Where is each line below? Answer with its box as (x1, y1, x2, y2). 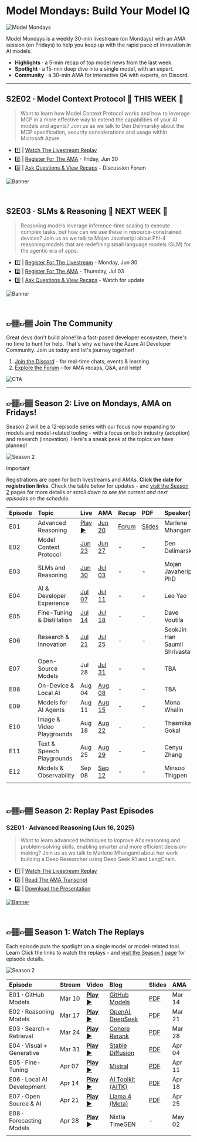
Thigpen (164, 772, 188, 780)
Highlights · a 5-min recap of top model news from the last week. (14, 59, 173, 66)
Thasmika (164, 719, 192, 727)
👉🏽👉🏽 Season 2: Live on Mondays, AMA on (6, 398, 172, 408)
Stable (109, 1041, 127, 1050)
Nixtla (109, 1113, 126, 1121)
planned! (6, 442, 28, 449)
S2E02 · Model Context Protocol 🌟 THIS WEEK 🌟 (6, 94, 184, 104)
